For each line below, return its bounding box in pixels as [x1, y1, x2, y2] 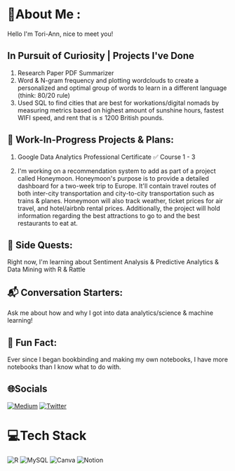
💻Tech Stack [7, 428, 87, 444]
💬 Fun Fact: [7, 337, 58, 349]
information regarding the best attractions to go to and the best [17, 211, 200, 220]
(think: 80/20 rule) [17, 91, 70, 99]
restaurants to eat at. [17, 219, 79, 227]
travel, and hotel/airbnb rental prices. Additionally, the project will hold [17, 204, 221, 212]
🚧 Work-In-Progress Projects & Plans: [7, 134, 174, 146]
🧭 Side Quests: [7, 239, 73, 251]
